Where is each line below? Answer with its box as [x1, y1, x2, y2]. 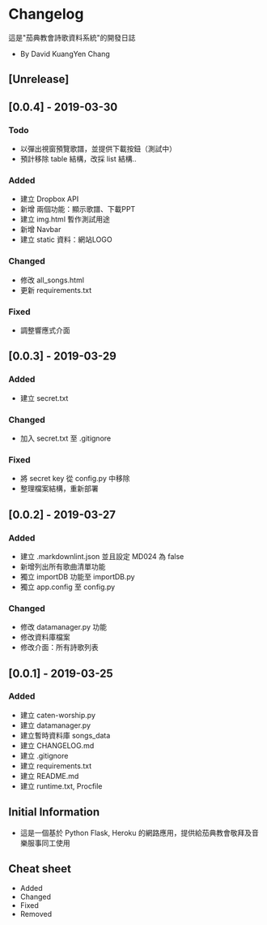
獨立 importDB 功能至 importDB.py [19, 571, 135, 581]
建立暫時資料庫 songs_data [19, 730, 111, 740]
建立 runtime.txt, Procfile [19, 781, 103, 791]
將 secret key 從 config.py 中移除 [19, 474, 130, 484]
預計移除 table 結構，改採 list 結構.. [19, 154, 137, 164]
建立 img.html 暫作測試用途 [19, 214, 111, 224]
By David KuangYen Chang [19, 49, 111, 58]
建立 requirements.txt [19, 760, 92, 771]
